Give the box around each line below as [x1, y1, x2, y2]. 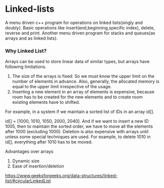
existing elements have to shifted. [12, 99, 80, 105]
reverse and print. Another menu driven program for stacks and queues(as [5, 30, 156, 36]
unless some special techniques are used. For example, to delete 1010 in [5, 134, 151, 140]
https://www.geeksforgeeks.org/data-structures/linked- [5, 173, 118, 179]
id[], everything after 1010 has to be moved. [5, 139, 93, 145]
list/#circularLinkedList [5, 178, 51, 184]
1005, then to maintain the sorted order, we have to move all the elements [5, 123, 153, 129]
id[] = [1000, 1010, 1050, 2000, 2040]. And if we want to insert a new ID [5, 118, 149, 124]
